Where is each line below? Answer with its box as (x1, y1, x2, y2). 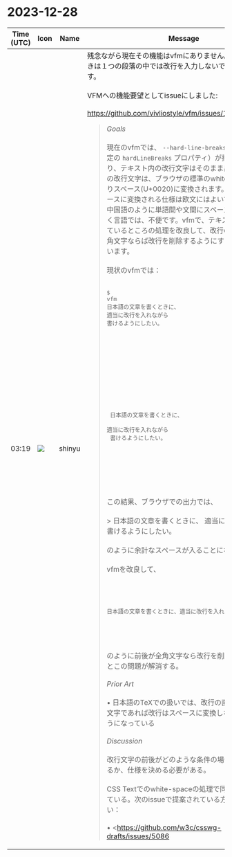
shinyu (58, 444, 81, 453)
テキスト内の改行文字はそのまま (119, 163, 224, 173)
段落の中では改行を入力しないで (122, 61, 226, 71)
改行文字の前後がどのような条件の (106, 755, 217, 764)
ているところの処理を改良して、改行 (106, 226, 224, 235)
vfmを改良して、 (106, 564, 161, 574)
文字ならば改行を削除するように (113, 236, 217, 246)
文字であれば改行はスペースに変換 (106, 707, 217, 717)
